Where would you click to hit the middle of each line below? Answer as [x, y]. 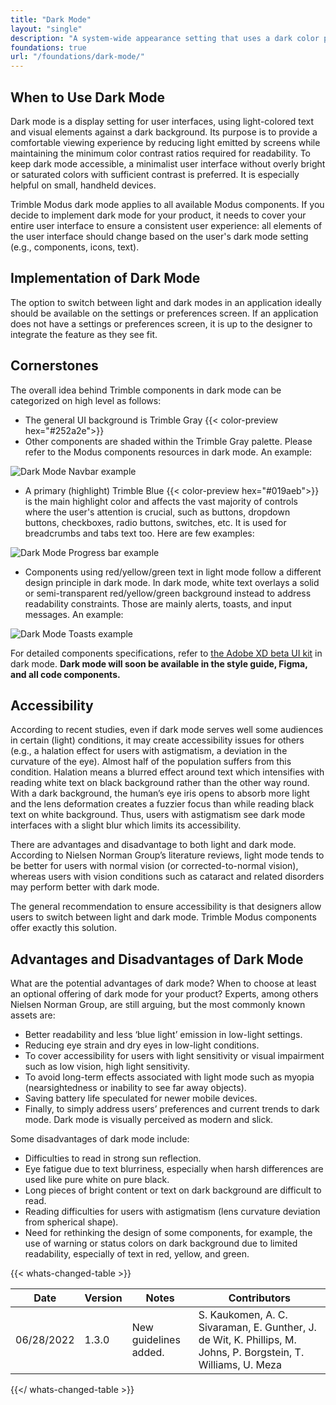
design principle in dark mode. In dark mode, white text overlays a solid [172, 582]
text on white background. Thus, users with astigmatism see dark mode [158, 815]
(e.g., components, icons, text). [75, 247]
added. [148, 1353]
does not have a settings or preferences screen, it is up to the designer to [161, 323]
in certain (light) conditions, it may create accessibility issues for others [157, 740]
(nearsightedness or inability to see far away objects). [135, 1088]
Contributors [260, 1298]
